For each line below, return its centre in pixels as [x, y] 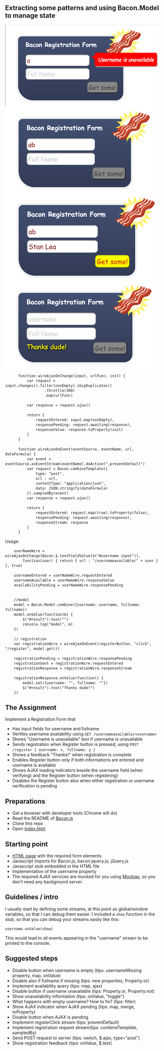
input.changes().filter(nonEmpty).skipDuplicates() [59, 386]
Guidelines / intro [32, 897]
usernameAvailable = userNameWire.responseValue [64, 580]
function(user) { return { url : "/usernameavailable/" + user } [91, 561]
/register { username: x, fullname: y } [54, 750]
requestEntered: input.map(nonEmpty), [75, 420]
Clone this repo [27, 824]
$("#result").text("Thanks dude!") [59, 688]
